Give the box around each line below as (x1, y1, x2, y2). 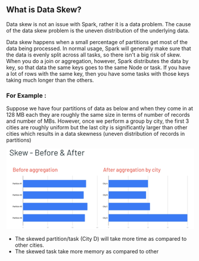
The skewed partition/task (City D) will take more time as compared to (14, 235, 187, 242)
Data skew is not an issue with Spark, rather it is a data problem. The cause (6, 20, 191, 27)
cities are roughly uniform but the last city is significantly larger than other (6, 124, 188, 131)
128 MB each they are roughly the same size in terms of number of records (6, 111, 190, 119)
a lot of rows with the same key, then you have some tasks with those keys (6, 70, 189, 77)
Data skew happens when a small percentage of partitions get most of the (6, 38, 188, 45)
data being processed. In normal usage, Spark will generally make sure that (6, 45, 192, 52)
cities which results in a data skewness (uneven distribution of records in (6, 130, 185, 138)
